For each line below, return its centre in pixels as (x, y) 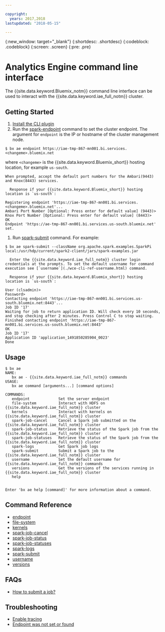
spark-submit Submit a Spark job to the (63, 451)
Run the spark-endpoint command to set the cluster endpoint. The (80, 129)
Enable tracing (27, 619)
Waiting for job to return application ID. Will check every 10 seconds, (83, 312)
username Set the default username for (66, 459)
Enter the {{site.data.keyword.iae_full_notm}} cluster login (75, 260)
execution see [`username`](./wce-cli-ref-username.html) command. (76, 268)
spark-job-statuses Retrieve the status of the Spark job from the (85, 438)
